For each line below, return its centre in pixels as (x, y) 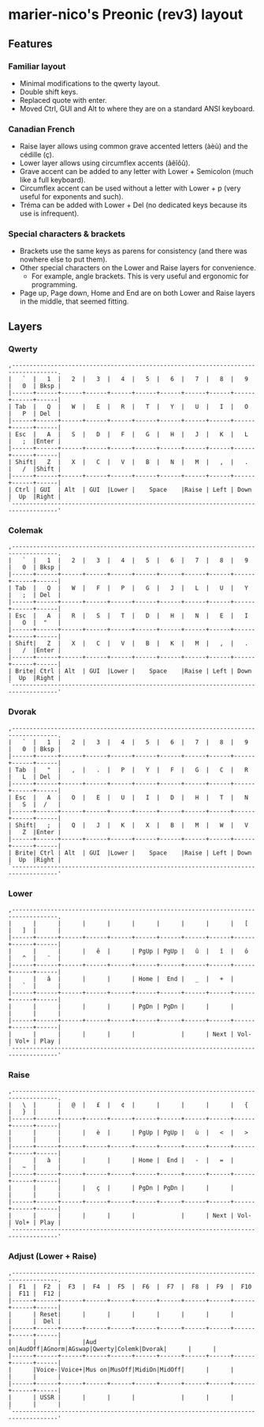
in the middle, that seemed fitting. (74, 301)
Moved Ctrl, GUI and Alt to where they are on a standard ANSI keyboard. (137, 108)
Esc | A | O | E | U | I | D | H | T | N (132, 797)
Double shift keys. (49, 92)
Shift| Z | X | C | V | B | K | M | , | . (132, 644)
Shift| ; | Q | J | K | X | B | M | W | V (132, 825)
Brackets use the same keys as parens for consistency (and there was (133, 251)
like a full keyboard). (52, 180)
